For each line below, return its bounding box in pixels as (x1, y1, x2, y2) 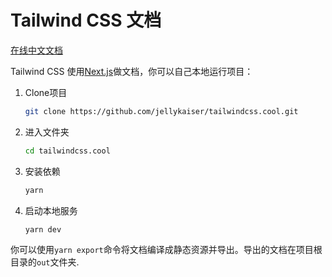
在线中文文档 (10, 44, 63, 56)
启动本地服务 (24, 204, 78, 216)
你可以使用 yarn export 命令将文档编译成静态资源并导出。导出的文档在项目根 (10, 244, 323, 256)
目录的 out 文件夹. (10, 256, 80, 268)
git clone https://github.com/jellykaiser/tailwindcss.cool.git (24, 106, 299, 116)
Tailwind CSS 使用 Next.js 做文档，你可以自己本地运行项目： (10, 65, 254, 77)
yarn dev (24, 224, 62, 235)
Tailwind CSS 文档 (10, 9, 162, 32)
